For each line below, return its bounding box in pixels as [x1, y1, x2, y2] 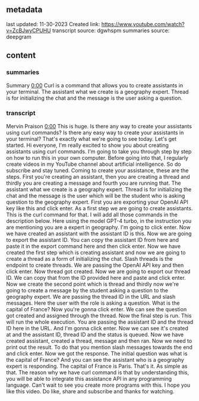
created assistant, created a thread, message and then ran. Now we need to [6, 337, 192, 344]
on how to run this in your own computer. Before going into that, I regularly [6, 154, 189, 161]
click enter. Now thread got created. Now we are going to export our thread [6, 267, 191, 275]
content [6, 50, 36, 61]
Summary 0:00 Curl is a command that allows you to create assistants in [6, 81, 183, 89]
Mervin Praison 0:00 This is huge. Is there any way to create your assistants [6, 122, 192, 130]
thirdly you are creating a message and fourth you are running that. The [6, 179, 181, 187]
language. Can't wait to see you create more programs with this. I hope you [6, 381, 191, 389]
